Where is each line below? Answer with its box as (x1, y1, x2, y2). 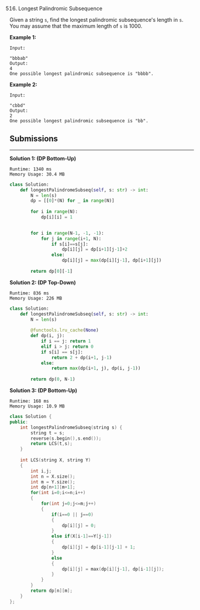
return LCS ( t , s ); (30, 441, 73, 447)
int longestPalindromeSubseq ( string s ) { (20, 424, 122, 430)
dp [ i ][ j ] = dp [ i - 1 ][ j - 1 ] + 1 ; (61, 544, 136, 550)
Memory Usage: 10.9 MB (9, 403, 65, 409)
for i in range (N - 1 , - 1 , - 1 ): (30, 230, 104, 236)
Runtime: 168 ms (9, 398, 49, 405)
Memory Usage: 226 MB (9, 295, 63, 301)
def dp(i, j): (30, 333, 65, 339)
